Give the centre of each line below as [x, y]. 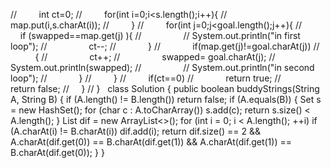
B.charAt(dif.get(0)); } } [57, 152]
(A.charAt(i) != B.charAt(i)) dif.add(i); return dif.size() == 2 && [135, 131]
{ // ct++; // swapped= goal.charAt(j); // [155, 57]
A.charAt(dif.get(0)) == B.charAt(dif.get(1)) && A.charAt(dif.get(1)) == [151, 142]
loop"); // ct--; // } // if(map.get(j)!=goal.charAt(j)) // [165, 46]
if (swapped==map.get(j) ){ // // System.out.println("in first [160, 35]
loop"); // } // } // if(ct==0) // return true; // [146, 78]
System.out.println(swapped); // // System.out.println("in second [162, 67]
